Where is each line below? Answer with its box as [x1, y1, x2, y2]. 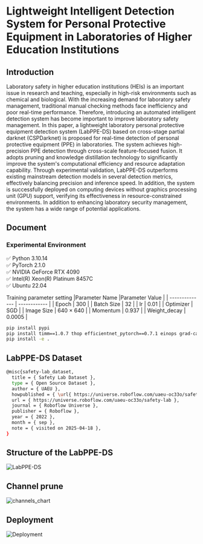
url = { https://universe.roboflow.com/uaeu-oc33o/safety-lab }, [11, 397, 180, 403]
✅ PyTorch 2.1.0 [6, 261, 46, 269]
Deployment [6, 514, 54, 525]
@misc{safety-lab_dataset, [6, 369, 74, 375]
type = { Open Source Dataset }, [11, 380, 96, 386]
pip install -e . [6, 336, 50, 342]
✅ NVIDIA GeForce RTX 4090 [6, 268, 80, 275]
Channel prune [6, 481, 63, 491]
